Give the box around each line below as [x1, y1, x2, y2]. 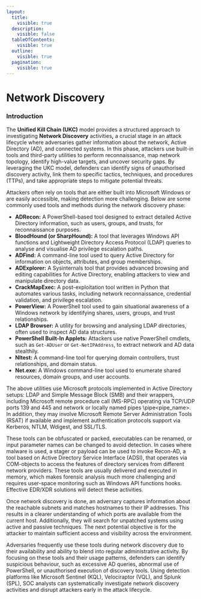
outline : [11, 48, 34, 54]
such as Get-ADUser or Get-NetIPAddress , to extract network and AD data [14, 341, 194, 348]
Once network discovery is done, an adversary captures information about [6, 497, 191, 504]
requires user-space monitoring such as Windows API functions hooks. [6, 479, 182, 486]
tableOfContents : [11, 37, 55, 43]
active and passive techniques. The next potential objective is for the [6, 523, 176, 530]
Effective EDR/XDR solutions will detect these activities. [6, 486, 143, 493]
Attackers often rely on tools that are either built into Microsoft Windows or [6, 188, 191, 196]
